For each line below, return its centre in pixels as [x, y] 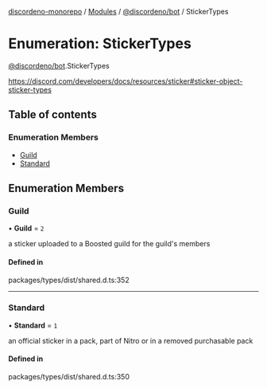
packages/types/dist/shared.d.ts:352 [69, 280]
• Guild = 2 [26, 228]
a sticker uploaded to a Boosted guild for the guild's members [109, 244]
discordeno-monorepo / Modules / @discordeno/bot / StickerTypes [118, 12]
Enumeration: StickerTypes [100, 44]
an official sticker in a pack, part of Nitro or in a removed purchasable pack [131, 340]
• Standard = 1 [33, 325]
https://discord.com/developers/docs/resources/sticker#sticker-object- [126, 81]
